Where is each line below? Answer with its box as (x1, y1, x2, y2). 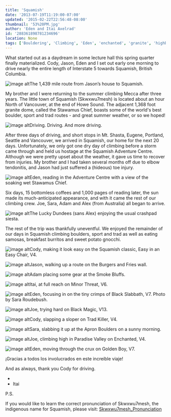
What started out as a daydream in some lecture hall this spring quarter (5, 54, 155, 61)
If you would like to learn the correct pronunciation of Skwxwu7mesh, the (5, 400, 159, 406)
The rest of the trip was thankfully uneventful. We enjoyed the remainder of (5, 225, 163, 232)
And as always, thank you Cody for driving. (5, 365, 96, 372)
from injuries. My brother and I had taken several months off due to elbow (5, 159, 160, 165)
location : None (5, 36, 38, 41)
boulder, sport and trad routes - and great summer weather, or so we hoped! (5, 112, 165, 118)
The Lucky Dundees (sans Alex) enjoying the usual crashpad (30, 210, 157, 216)
